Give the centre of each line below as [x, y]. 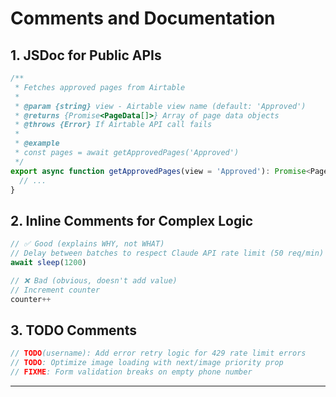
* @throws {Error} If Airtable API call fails [113, 125]
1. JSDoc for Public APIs [86, 55]
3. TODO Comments [73, 330]
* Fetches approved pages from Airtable [100, 87]
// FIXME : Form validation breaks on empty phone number [131, 372]
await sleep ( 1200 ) [48, 262]
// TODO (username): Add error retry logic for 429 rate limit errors [158, 353]
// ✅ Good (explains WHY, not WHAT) [87, 244]
